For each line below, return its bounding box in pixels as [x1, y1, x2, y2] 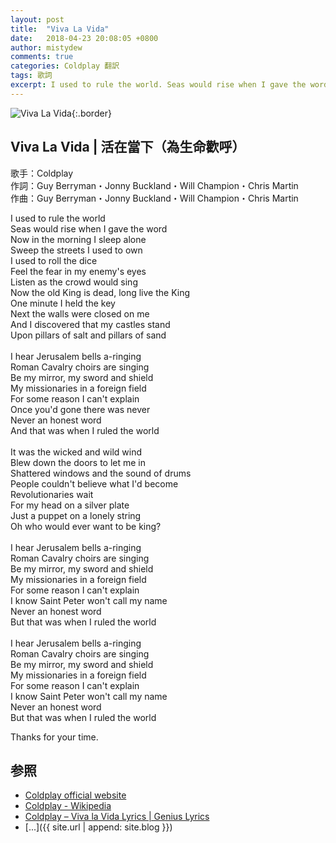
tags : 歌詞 [10, 71, 53, 81]
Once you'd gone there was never [10, 403, 151, 415]
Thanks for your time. [10, 731, 99, 743]
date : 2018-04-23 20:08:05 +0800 [10, 33, 159, 43]
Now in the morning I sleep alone [10, 233, 147, 245]
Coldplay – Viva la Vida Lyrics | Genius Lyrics [24, 811, 210, 823]
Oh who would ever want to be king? [10, 520, 162, 532]
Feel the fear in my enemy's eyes [10, 265, 147, 277]
